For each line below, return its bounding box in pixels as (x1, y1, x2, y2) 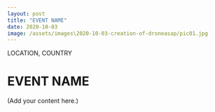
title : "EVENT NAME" (7, 17, 68, 24)
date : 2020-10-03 (7, 23, 58, 30)
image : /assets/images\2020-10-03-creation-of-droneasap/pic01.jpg (7, 29, 209, 37)
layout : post (7, 10, 46, 17)
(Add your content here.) (7, 97, 79, 105)
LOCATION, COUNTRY (7, 49, 72, 57)
